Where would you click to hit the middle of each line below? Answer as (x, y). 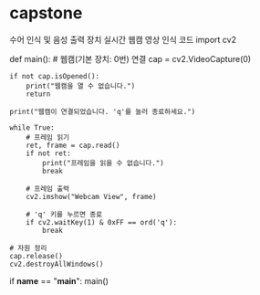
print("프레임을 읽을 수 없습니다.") (103, 163)
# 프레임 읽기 (48, 137)
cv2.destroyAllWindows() (57, 264)
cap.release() (36, 256)
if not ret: (48, 153)
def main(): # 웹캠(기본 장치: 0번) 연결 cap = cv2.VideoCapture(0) (130, 58)
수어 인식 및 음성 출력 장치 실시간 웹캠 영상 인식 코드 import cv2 (123, 39)
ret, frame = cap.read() (73, 145)
